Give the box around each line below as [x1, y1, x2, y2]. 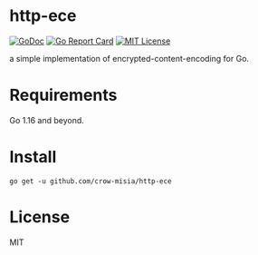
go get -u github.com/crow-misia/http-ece [9, 176, 172, 186]
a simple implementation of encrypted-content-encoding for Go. [9, 53, 250, 64]
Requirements [9, 85, 118, 105]
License [9, 207, 71, 227]
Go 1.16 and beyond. [9, 114, 84, 125]
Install [9, 147, 57, 168]
